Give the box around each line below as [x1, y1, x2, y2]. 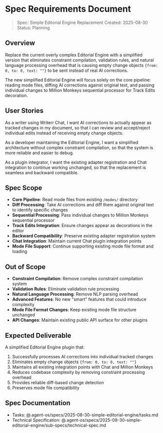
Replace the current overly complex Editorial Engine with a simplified [5, 52, 143, 58]
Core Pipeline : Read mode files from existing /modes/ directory [12, 197, 138, 203]
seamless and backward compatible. [5, 169, 79, 175]
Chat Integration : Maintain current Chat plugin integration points [12, 238, 142, 244]
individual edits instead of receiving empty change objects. [5, 130, 124, 136]
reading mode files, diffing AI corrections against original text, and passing [5, 82, 155, 88]
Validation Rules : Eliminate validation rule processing [12, 286, 119, 292]
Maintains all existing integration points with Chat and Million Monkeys [12, 364, 153, 370]
